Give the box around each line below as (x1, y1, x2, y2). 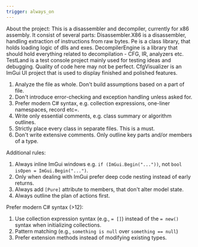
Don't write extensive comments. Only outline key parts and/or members (14, 131, 193, 138)
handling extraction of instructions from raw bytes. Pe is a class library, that (6, 37, 191, 45)
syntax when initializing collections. (14, 221, 102, 229)
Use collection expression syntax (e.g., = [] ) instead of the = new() (14, 215, 179, 222)
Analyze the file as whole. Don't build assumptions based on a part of (14, 81, 185, 88)
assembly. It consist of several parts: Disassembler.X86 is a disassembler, (6, 31, 187, 39)
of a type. (14, 137, 39, 144)
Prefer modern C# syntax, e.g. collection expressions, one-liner (14, 99, 170, 107)
